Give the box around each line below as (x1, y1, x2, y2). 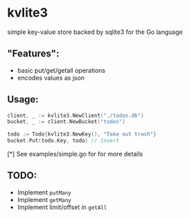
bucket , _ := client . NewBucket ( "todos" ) (7, 118, 126, 125)
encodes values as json (17, 73, 85, 82)
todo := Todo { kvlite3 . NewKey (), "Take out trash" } (7, 131, 157, 138)
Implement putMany (17, 188, 71, 197)
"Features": (7, 48, 60, 60)
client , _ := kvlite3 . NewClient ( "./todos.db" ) (7, 112, 144, 119)
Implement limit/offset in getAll (17, 203, 107, 211)
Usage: (7, 93, 40, 105)
